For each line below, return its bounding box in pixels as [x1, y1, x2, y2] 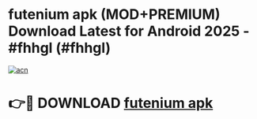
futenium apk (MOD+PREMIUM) [8, 6, 221, 24]
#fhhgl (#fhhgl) [8, 39, 111, 57]
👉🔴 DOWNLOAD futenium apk [8, 95, 214, 112]
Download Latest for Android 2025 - [8, 22, 250, 40]
